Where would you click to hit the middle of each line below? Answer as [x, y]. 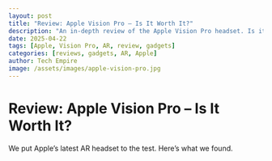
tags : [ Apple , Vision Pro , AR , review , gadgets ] [92, 46]
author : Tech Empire [43, 61]
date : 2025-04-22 [38, 38]
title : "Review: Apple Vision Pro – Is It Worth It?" [101, 23]
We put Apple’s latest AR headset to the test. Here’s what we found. [121, 148]
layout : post [30, 16]
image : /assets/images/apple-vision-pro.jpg [85, 69]
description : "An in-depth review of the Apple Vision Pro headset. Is [132, 31]
